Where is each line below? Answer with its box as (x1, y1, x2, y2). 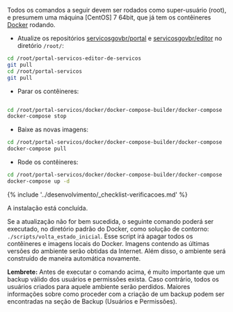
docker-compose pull (7, 145, 67, 152)
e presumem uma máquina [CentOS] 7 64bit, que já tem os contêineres (7, 13, 211, 22)
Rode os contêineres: (17, 158, 79, 166)
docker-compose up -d (7, 177, 70, 185)
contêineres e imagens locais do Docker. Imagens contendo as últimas (7, 239, 210, 247)
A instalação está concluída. (7, 204, 88, 212)
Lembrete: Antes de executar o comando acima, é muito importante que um (7, 268, 225, 276)
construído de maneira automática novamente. (7, 254, 141, 263)
